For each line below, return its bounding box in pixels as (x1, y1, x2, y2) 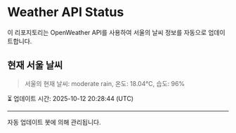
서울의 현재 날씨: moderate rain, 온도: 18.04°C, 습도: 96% (24, 79, 185, 87)
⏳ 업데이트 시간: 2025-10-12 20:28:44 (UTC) (7, 94, 134, 102)
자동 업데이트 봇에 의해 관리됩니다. (7, 118, 101, 126)
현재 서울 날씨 (7, 59, 63, 71)
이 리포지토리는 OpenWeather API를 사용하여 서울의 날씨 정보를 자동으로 (7, 28, 207, 36)
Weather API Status (7, 4, 124, 20)
